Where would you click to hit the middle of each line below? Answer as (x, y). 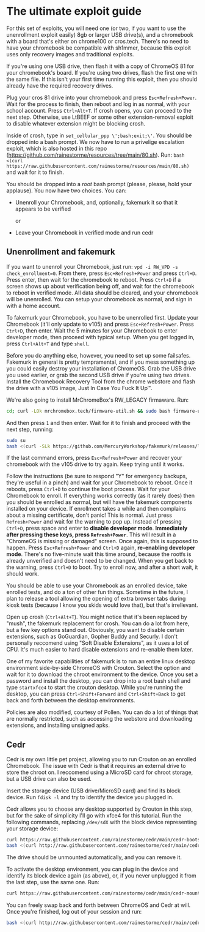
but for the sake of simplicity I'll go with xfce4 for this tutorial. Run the (94, 816)
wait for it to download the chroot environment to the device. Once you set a (102, 674)
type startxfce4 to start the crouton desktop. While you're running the (95, 688)
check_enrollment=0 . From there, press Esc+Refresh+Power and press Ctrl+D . (102, 273)
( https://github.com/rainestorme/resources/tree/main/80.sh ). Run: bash (95, 155)
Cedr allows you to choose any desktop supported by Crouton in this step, (100, 809)
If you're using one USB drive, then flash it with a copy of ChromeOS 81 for (100, 66)
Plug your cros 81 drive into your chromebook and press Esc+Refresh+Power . (102, 97)
